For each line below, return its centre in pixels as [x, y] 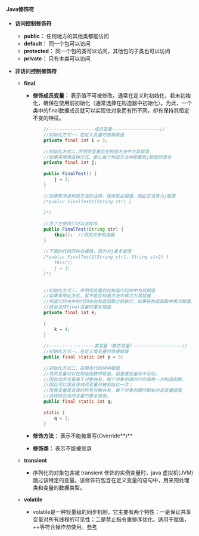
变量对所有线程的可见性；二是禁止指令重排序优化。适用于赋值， [111, 519]
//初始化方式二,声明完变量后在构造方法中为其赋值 [97, 151]
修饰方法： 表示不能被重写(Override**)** [83, 436]
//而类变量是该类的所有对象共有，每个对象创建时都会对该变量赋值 [113, 390]
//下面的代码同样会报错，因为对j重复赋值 [88, 252]
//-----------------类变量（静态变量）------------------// [116, 346]
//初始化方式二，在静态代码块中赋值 [82, 368]
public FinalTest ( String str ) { [84, 229]
